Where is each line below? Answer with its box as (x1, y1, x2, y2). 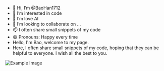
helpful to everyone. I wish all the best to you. (12, 50, 107, 56)
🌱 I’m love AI (12, 16, 39, 21)
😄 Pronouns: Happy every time (12, 34, 78, 40)
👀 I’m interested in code (12, 10, 62, 16)
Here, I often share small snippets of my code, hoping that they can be (12, 45, 159, 51)
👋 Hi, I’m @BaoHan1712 (12, 5, 61, 11)
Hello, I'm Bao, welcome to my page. (12, 40, 89, 45)
